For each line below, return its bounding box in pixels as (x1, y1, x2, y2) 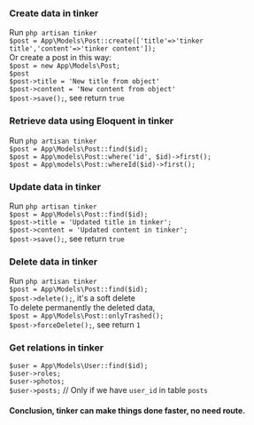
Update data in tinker (9, 180, 102, 193)
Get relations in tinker (9, 342, 104, 354)
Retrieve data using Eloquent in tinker (9, 114, 174, 127)
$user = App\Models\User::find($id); (9, 362, 149, 371)
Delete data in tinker (9, 256, 98, 268)
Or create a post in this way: (9, 52, 112, 63)
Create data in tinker (9, 7, 99, 20)
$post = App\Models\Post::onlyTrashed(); (9, 311, 165, 321)
